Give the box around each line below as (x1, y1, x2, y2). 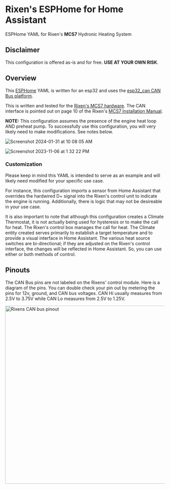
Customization (5, 161, 42, 168)
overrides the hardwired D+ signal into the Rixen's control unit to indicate (5, 193, 158, 199)
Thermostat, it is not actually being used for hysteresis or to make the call (5, 219, 158, 225)
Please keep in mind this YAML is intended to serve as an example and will (5, 172, 160, 178)
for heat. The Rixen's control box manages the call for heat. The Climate (5, 224, 155, 230)
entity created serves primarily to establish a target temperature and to (5, 230, 153, 236)
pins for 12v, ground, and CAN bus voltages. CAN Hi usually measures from (5, 290, 162, 296)
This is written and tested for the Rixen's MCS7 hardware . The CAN (5, 102, 146, 108)
